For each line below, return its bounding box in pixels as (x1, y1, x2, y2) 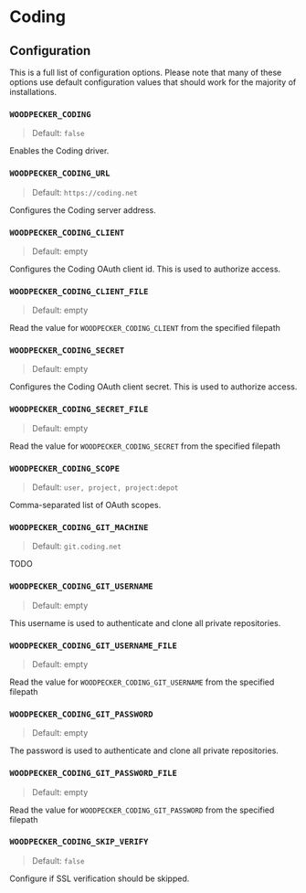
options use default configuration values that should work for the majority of (9, 77, 297, 88)
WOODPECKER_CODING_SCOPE (9, 463, 121, 473)
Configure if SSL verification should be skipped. (9, 873, 190, 884)
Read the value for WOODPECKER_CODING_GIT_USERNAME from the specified (9, 676, 275, 687)
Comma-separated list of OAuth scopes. (9, 500, 162, 511)
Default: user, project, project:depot (31, 482, 179, 493)
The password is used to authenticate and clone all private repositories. (9, 745, 279, 756)
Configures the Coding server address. (9, 204, 157, 216)
